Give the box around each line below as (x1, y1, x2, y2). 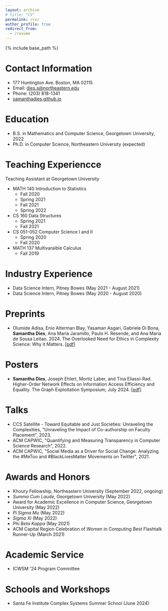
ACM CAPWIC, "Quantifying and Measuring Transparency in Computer (12, 437, 160, 443)
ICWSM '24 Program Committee (12, 566, 80, 572)
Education (5, 114, 49, 125)
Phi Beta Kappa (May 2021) (12, 520, 70, 526)
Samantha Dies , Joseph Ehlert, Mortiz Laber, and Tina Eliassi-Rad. (12, 375, 152, 381)
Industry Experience (5, 268, 93, 279)
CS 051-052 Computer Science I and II (12, 229, 93, 235)
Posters (5, 359, 39, 370)
